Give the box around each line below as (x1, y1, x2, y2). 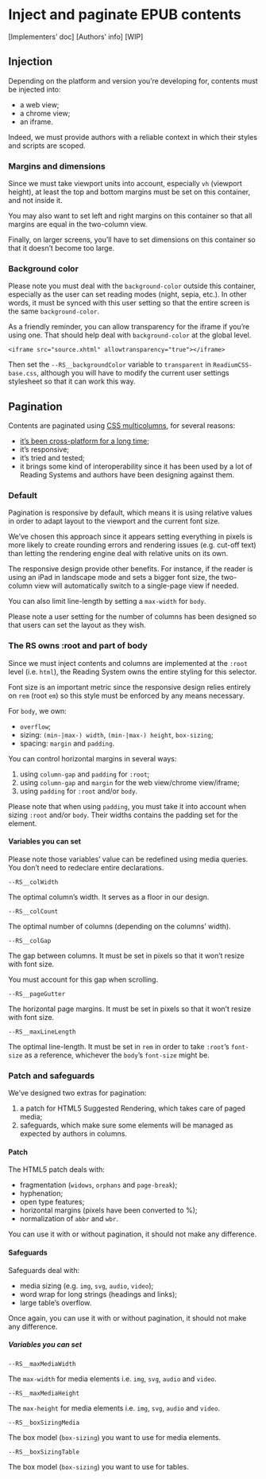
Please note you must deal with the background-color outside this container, (8, 281, 256, 291)
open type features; (19, 1197, 85, 1207)
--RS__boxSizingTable (8, 1448, 80, 1456)
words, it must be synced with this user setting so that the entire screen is (8, 298, 250, 308)
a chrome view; (19, 108, 71, 118)
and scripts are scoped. (8, 141, 86, 150)
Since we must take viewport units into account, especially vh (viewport (8, 179, 242, 189)
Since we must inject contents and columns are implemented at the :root (8, 658, 248, 667)
